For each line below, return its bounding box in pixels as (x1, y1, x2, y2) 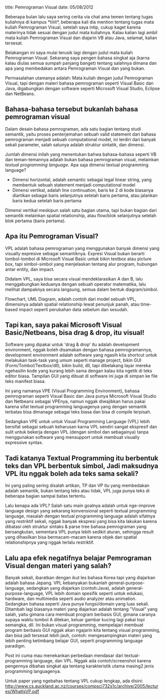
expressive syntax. (5, 440, 43, 446)
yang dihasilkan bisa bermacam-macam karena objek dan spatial (5, 534, 137, 540)
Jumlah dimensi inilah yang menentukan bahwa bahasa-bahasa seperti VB (5, 151, 157, 157)
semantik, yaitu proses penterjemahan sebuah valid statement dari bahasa (5, 131, 156, 137)
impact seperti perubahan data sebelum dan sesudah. (19, 306, 129, 312)
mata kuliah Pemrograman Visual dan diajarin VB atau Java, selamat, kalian (5, 35, 158, 41)
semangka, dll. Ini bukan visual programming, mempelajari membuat (5, 622, 144, 628)
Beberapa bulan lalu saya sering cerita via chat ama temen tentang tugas (5, 14, 153, 19)
